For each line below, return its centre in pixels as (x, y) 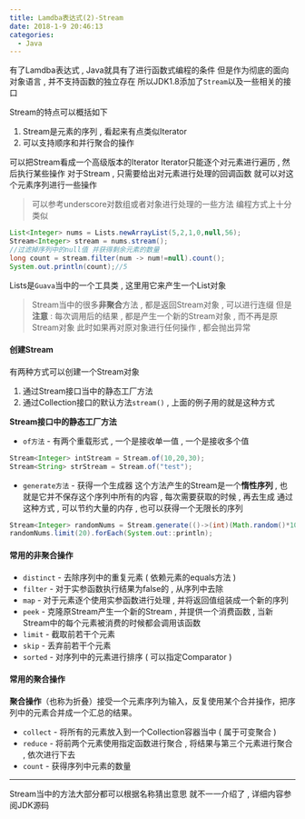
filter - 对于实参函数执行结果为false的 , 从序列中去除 (123, 588)
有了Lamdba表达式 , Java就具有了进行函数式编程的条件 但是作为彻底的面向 (149, 70)
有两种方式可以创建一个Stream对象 (75, 371)
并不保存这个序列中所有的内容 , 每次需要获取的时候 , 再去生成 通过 (170, 496)
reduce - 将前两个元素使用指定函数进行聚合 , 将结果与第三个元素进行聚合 (157, 743)
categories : (32, 35)
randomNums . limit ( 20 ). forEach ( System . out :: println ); (111, 534)
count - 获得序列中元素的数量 (77, 765)
